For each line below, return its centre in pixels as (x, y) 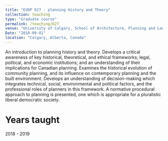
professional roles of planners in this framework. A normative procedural (80, 89)
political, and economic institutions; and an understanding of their (73, 62)
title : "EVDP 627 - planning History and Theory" (58, 10)
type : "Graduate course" (31, 19)
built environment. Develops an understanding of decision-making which (80, 78)
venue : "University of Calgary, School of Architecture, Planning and (80, 28)
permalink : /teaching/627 (32, 24)
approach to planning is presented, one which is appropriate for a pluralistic (83, 94)
